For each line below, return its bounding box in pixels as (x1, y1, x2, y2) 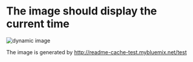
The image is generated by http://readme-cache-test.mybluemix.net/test (6, 48, 187, 55)
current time (6, 17, 70, 31)
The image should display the (6, 4, 157, 18)
